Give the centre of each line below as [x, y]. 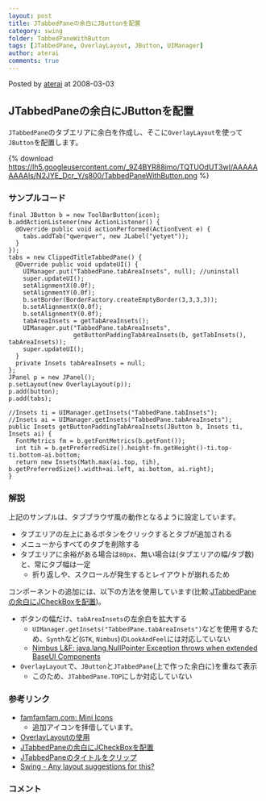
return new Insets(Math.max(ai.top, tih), [88, 462]
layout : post [30, 16]
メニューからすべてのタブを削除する [79, 544]
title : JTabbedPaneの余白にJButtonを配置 [75, 23]
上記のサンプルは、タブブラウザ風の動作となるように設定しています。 [124, 517]
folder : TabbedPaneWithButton [59, 38]
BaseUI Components [66, 657]
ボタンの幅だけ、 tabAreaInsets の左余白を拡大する [104, 619]
